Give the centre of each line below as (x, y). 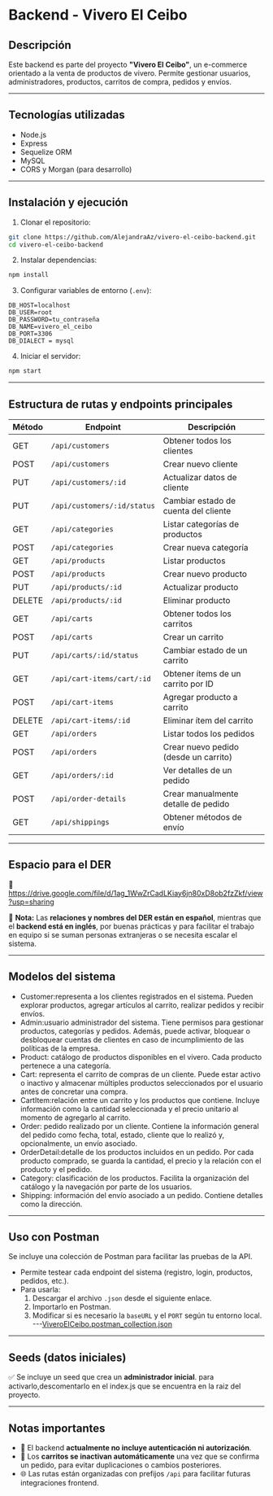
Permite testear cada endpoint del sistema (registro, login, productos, (136, 1272)
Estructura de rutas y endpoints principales (121, 404)
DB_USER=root (30, 313)
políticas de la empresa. (60, 1048)
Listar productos (194, 561)
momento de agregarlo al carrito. (76, 1118)
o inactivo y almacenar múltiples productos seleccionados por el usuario (141, 1083)
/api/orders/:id (82, 775)
